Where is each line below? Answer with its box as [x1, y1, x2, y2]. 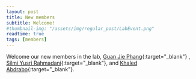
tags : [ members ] [6, 37, 47, 42]
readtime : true [6, 31, 44, 37]
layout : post [6, 8, 39, 15]
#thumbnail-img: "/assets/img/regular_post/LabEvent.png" [6, 25, 155, 32]
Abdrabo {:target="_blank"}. [6, 66, 75, 72]
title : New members [6, 14, 55, 20]
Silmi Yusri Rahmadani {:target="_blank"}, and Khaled [6, 59, 138, 66]
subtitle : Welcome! [6, 20, 55, 26]
